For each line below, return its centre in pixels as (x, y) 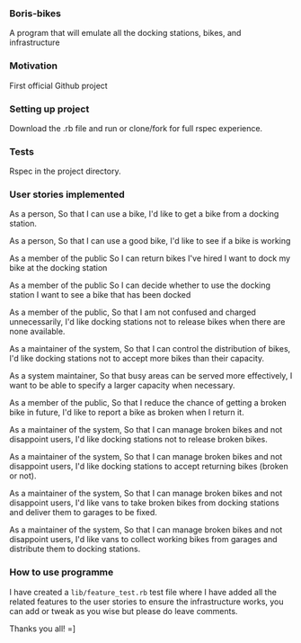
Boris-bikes (35, 13)
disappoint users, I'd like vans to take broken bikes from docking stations (145, 503)
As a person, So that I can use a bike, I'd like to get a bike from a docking (144, 214)
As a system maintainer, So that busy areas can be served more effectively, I (151, 376)
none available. (37, 332)
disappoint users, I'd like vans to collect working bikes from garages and (143, 540)
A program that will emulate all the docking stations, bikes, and (125, 33)
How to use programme (62, 572)
